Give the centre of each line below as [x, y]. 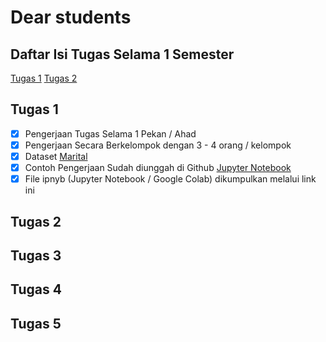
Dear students [71, 17]
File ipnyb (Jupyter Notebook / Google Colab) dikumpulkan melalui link [170, 179]
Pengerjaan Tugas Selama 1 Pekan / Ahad [110, 133]
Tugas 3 [36, 255]
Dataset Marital [56, 156]
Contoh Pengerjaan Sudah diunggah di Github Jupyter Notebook [158, 167]
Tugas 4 [36, 289]
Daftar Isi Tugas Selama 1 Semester [122, 54]
